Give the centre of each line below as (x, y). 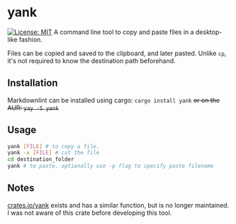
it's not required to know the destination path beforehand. (91, 60)
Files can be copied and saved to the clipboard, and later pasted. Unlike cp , (117, 53)
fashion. (30, 39)
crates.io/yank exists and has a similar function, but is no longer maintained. (118, 205)
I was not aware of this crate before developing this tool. (90, 213)
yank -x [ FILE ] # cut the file (54, 153)
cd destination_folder (41, 159)
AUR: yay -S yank (33, 108)
